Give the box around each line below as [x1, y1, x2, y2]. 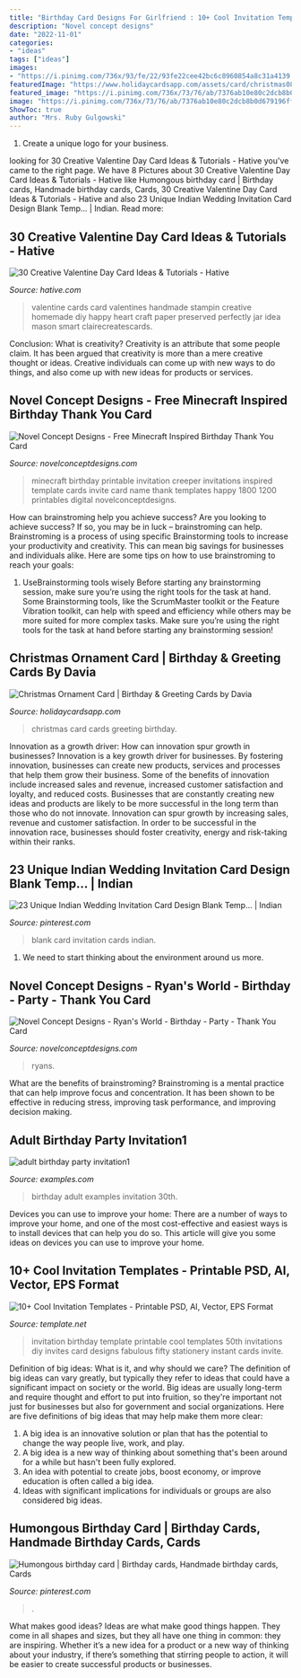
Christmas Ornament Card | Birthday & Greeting [9, 650, 281, 666]
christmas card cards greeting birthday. [30, 723, 177, 734]
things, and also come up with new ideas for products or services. [9, 367, 254, 377]
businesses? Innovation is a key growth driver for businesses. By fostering [9, 750, 284, 761]
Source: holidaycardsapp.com [9, 706, 121, 717]
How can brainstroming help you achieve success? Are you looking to [9, 511, 267, 522]
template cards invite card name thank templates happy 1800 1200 [30, 484, 278, 495]
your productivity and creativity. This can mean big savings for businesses [9, 540, 284, 551]
